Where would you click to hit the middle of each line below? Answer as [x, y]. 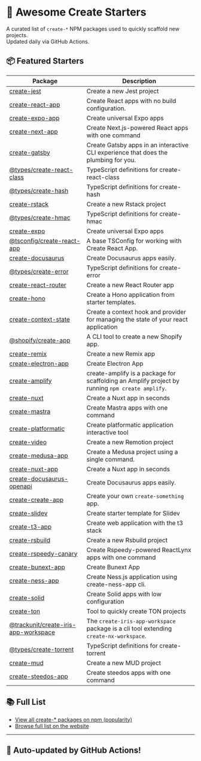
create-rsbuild [30, 540]
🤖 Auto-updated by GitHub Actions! [74, 750]
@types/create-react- [41, 169]
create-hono [28, 298]
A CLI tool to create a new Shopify [134, 336]
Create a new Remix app [121, 354]
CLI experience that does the [127, 152]
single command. [111, 459]
